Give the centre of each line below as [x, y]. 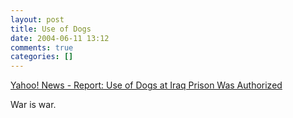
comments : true [42, 47]
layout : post [37, 19]
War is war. [33, 105]
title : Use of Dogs [51, 29]
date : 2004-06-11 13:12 [60, 38]
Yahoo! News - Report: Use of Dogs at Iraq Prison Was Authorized [146, 85]
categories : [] [42, 57]
